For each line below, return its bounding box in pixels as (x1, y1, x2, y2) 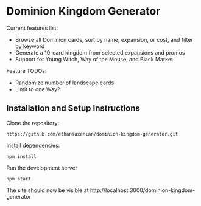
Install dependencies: (6, 142, 60, 149)
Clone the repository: (6, 119, 60, 126)
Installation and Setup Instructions (6, 103, 140, 114)
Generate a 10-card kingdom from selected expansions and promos (15, 49, 185, 56)
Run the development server (6, 164, 78, 171)
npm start (6, 176, 32, 182)
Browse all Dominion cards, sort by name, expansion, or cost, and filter (15, 36, 193, 43)
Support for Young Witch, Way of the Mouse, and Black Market (15, 55, 174, 63)
